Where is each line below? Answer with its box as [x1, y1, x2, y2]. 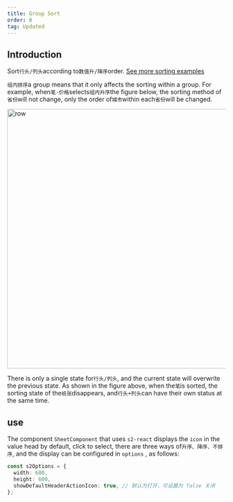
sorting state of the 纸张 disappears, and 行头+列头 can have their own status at [7, 389, 223, 397]
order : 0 [7, 17, 33, 24]
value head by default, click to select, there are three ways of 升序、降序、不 [7, 442, 218, 450]
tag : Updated [7, 23, 45, 30]
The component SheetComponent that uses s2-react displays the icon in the [7, 435, 221, 443]
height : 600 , [13, 476, 51, 483]
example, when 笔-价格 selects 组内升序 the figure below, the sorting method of [7, 88, 222, 96]
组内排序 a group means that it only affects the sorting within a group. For [7, 80, 212, 89]
